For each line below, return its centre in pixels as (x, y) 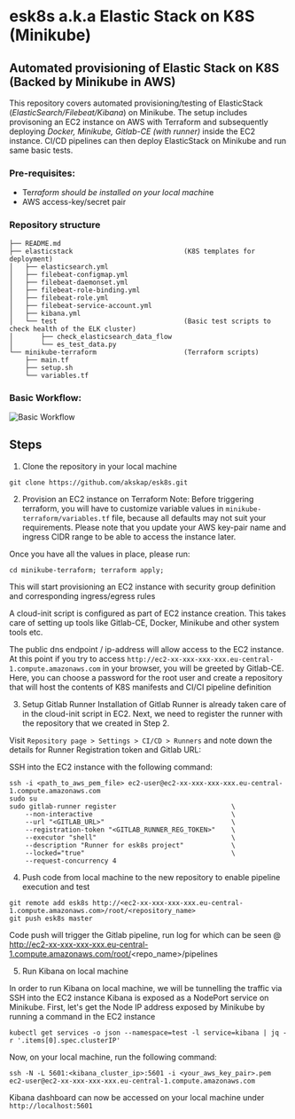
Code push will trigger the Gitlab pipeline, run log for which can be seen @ (145, 934)
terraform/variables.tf (66, 518)
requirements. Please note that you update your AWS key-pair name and (154, 527)
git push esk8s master (51, 918)
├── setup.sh (49, 367)
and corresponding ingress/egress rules (82, 595)
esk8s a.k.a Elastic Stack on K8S (132, 16)
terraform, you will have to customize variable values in (123, 508)
